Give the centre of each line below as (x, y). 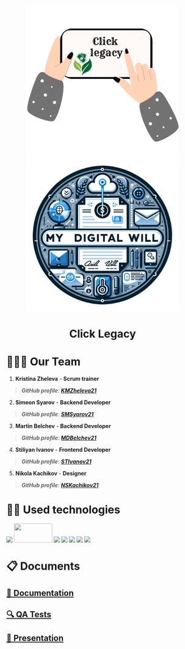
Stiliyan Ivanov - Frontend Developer (63, 450)
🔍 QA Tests (29, 615)
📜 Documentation (40, 593)
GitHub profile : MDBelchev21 (59, 438)
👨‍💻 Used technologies (63, 510)
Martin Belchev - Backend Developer (63, 426)
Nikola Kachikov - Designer (51, 473)
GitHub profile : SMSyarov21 (57, 415)
